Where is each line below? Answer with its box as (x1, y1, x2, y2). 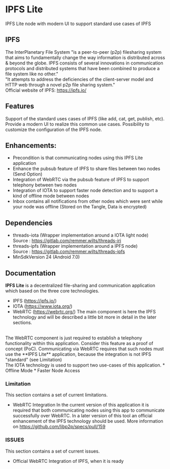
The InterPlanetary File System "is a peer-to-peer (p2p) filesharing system (5, 49, 162, 55)
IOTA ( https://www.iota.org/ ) (12, 303, 72, 309)
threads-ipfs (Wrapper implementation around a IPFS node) (12, 243, 138, 249)
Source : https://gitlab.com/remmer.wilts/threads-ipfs (12, 248, 125, 254)
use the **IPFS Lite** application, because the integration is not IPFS (5, 351, 152, 357)
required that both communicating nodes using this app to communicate (12, 407, 165, 413)
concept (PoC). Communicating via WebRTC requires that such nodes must (5, 346, 164, 352)
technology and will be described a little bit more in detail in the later (12, 314, 157, 320)
